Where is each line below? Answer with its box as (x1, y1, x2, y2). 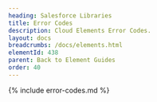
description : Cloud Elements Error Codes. (8, 26, 151, 34)
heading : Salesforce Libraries (8, 11, 112, 20)
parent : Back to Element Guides (8, 57, 116, 65)
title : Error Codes (8, 19, 73, 27)
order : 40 (8, 64, 41, 72)
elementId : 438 (8, 49, 59, 57)
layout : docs (8, 33, 52, 42)
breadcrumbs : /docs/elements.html (8, 41, 124, 49)
